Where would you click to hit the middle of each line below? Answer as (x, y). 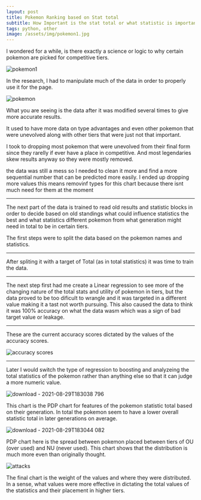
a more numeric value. (34, 382)
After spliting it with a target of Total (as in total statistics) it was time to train (100, 262)
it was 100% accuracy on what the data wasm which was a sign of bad (93, 311)
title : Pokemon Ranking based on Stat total (63, 17)
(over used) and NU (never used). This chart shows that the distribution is (97, 448)
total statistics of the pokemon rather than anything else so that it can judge (99, 376)
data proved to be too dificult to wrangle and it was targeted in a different (96, 298)
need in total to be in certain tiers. (48, 226)
